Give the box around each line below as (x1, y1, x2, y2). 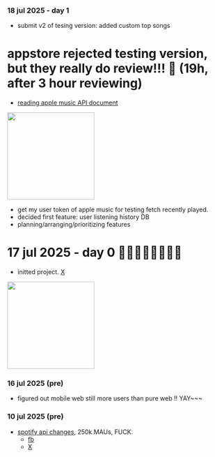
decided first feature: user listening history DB (17, 213, 150, 221)
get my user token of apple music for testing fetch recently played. (17, 205, 209, 214)
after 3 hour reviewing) (7, 75, 143, 91)
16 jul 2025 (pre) (7, 379, 64, 389)
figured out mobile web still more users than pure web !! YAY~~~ (17, 394, 203, 403)
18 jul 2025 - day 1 (7, 6, 70, 15)
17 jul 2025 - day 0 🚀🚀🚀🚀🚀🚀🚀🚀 (7, 245, 182, 260)
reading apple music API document (17, 98, 118, 107)
